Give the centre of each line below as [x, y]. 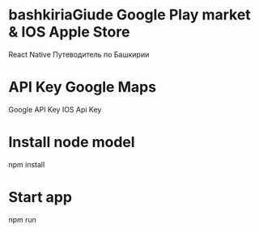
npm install [27, 164]
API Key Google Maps [82, 87]
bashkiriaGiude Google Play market [129, 15]
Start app [40, 197]
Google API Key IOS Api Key [55, 109]
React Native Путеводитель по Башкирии [79, 54]
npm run [22, 219]
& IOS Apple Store [69, 32]
